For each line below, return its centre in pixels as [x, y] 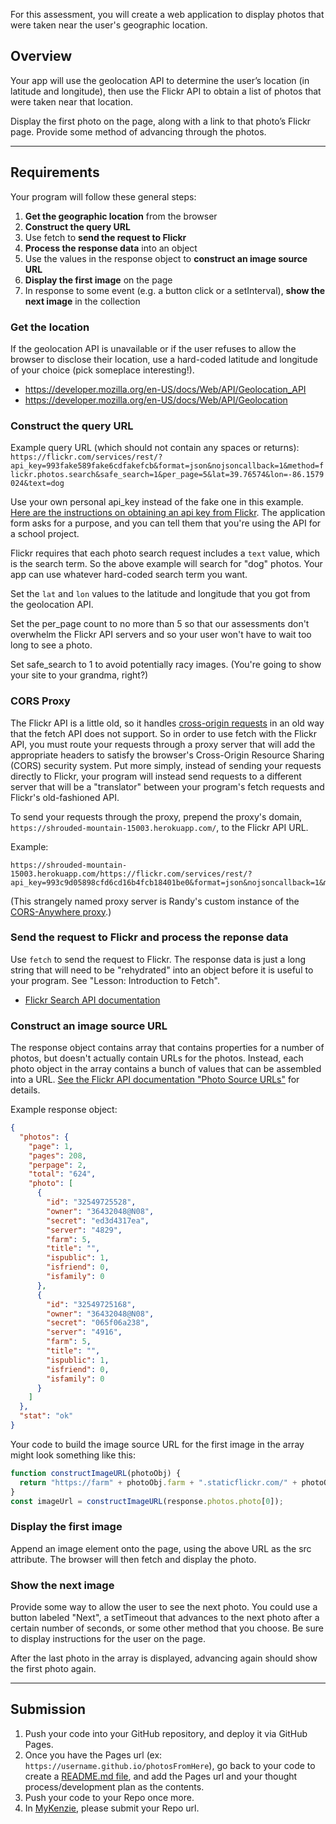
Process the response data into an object [111, 248]
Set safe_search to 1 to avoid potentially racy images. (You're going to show [166, 665]
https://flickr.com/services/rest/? [86, 457]
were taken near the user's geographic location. [109, 25]
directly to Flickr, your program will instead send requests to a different [156, 776]
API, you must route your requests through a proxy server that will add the [163, 744]
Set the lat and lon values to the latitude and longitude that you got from [160, 594]
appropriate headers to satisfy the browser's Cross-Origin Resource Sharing [167, 755]
